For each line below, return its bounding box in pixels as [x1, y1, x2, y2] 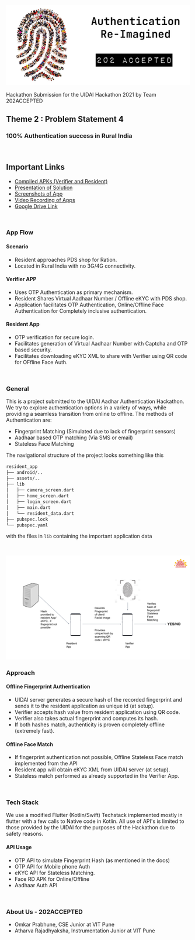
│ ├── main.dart [6, 505, 51, 511]
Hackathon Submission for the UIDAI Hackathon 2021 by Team [6, 91, 156, 98]
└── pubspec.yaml [6, 522, 48, 528]
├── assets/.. [6, 476, 41, 481]
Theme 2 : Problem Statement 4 [6, 114, 124, 124]
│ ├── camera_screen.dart [6, 487, 75, 493]
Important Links [6, 162, 65, 172]
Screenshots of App [14, 190, 63, 197]
